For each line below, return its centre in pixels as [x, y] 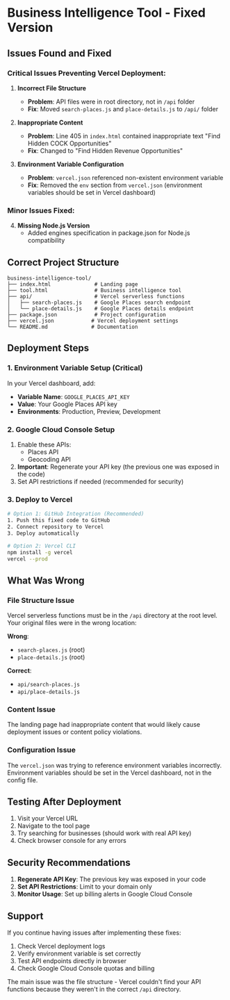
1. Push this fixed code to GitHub [59, 521]
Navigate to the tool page [54, 826]
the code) [31, 474]
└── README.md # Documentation [73, 327]
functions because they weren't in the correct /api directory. [94, 990]
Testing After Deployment [64, 802]
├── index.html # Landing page [73, 284]
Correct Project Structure [63, 262]
